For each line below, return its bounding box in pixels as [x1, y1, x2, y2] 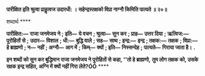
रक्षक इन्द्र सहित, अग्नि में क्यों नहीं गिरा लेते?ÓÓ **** [6, 63, 109, 70]
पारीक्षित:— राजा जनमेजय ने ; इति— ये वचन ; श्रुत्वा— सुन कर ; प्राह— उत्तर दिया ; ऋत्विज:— [6, 30, 189, 37]
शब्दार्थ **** [6, 18, 31, 25]
